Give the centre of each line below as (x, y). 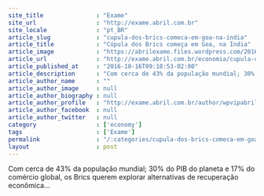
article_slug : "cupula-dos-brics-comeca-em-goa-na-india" (128, 37)
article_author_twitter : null (63, 118)
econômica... (29, 186)
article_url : (54, 60)
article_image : (54, 52)
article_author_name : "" (59, 81)
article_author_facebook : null (63, 111)
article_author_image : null (63, 88)
